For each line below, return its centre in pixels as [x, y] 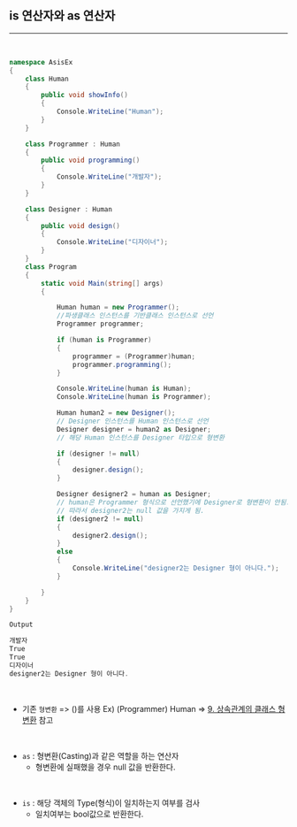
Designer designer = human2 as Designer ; [134, 429]
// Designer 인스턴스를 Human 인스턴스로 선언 [133, 421]
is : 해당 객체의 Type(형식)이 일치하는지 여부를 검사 [111, 802]
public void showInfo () [84, 96]
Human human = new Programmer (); [118, 308]
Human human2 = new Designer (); [116, 413]
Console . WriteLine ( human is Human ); [124, 389]
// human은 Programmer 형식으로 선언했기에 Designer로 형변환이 [163, 502]
